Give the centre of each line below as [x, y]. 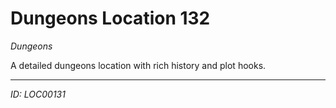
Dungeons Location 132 [110, 18]
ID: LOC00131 [38, 94]
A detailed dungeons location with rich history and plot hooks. [138, 65]
